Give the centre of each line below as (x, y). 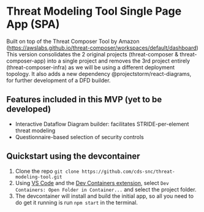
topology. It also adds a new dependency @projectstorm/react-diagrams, (99, 74)
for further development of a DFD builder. (59, 80)
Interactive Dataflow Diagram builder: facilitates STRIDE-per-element (102, 124)
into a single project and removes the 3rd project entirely (119, 61)
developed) (28, 109)
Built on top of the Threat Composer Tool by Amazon (73, 41)
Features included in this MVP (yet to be (84, 100)
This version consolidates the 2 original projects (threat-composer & (93, 54)
